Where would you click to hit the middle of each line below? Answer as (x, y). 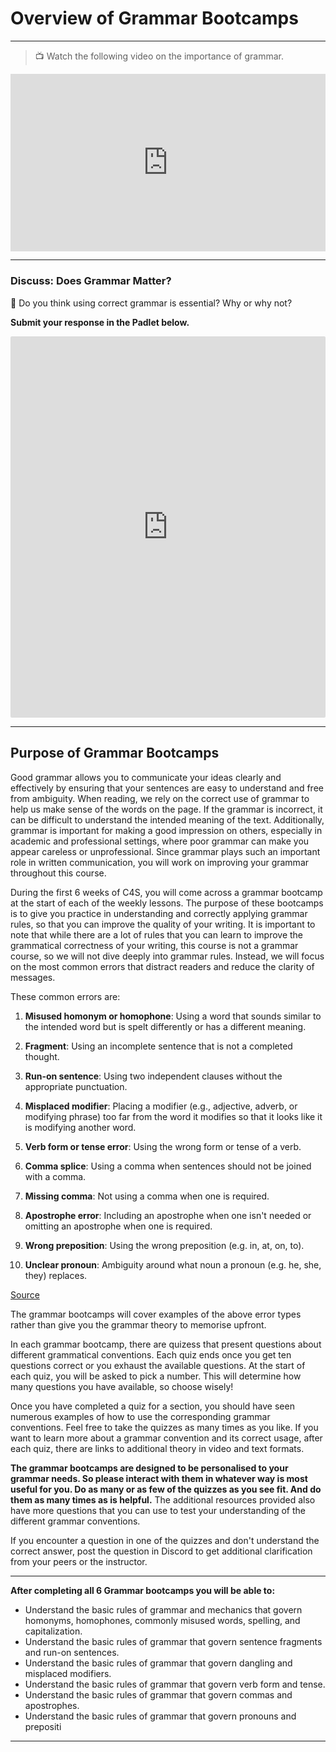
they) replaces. (56, 1275)
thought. (42, 1056)
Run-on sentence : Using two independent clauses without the (153, 1076)
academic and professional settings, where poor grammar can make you (160, 841)
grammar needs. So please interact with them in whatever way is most (159, 1478)
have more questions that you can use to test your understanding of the (158, 1510)
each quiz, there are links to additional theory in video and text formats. (157, 1448)
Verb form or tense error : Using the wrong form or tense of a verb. (163, 1146)
